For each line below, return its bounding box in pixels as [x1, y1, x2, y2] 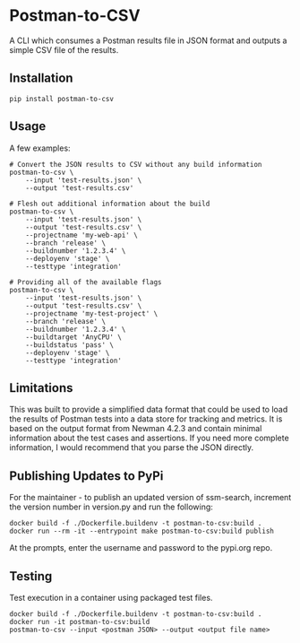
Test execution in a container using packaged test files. [9, 593, 213, 603]
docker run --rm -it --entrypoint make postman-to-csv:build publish [9, 526, 275, 536]
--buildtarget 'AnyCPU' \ [25, 333, 123, 342]
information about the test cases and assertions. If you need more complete [9, 432, 289, 444]
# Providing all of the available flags [9, 277, 163, 287]
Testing [9, 569, 53, 584]
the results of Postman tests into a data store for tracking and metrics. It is [9, 413, 283, 424]
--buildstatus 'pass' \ [25, 340, 115, 350]
